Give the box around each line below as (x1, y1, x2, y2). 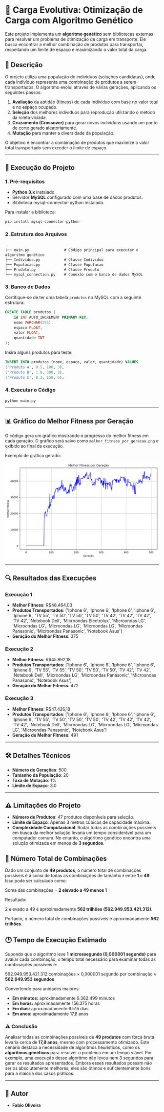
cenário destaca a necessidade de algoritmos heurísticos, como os (5, 1044, 140, 1050)
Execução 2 (5, 646, 34, 652)
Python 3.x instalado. (12, 189, 56, 195)
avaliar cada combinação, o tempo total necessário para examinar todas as (5, 956, 156, 962)
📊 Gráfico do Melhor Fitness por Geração (5, 417, 134, 425)
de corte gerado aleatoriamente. (12, 125, 77, 131)
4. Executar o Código (5, 387, 56, 394)
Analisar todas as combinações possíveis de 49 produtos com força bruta (5, 1034, 155, 1040)
